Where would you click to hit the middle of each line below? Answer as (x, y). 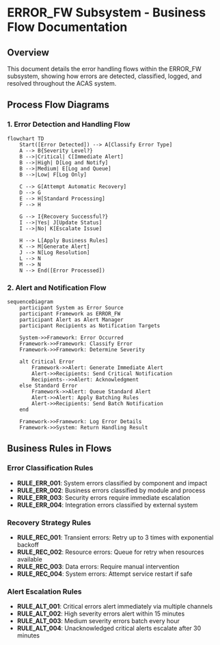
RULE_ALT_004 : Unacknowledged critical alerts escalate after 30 (109, 629)
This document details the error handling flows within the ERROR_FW (104, 69)
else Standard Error (49, 385)
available (29, 559)
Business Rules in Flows (59, 449)
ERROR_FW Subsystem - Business (107, 13)
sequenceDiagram (30, 302)
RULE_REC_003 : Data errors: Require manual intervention (98, 566)
